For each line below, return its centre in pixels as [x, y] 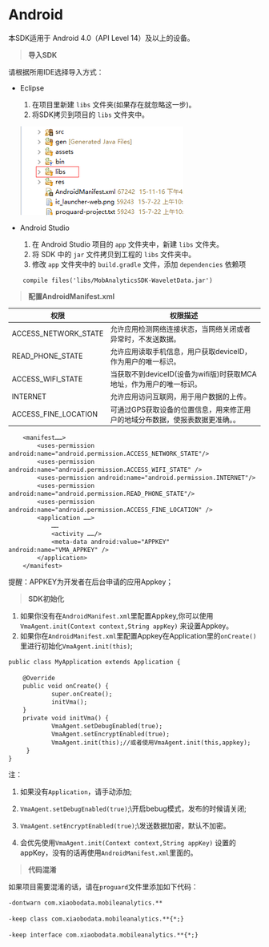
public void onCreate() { [66, 687]
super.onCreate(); [82, 695]
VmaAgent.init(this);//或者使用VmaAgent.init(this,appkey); [151, 743]
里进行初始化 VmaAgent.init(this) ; [76, 646]
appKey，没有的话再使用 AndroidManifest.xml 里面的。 [108, 853]
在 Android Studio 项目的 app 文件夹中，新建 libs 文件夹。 [128, 244]
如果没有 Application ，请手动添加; [76, 792]
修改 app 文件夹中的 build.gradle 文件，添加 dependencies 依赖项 [139, 264]
